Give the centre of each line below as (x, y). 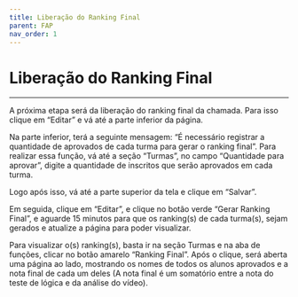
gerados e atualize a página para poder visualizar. (100, 228)
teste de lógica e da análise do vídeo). (78, 283)
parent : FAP (31, 26)
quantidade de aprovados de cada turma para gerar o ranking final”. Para (143, 146)
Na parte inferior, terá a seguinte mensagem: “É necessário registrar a (137, 137)
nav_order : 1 (33, 34)
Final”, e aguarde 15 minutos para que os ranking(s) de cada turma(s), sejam (149, 219)
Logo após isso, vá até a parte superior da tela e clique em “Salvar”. (133, 192)
